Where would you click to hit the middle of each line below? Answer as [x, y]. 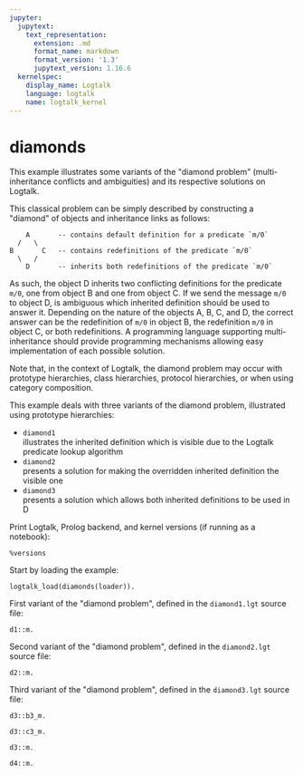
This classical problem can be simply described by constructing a [132, 208]
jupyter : [26, 18]
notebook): [30, 537]
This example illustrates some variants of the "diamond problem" [130, 172]
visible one [43, 480]
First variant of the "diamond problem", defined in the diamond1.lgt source [148, 604]
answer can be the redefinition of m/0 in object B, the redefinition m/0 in [142, 322]
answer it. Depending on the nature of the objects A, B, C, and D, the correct [151, 313]
